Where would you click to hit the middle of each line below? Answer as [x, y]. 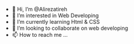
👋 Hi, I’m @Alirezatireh [40, 9]
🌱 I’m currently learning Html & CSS [56, 22]
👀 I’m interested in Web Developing [55, 15]
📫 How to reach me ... [40, 35]
